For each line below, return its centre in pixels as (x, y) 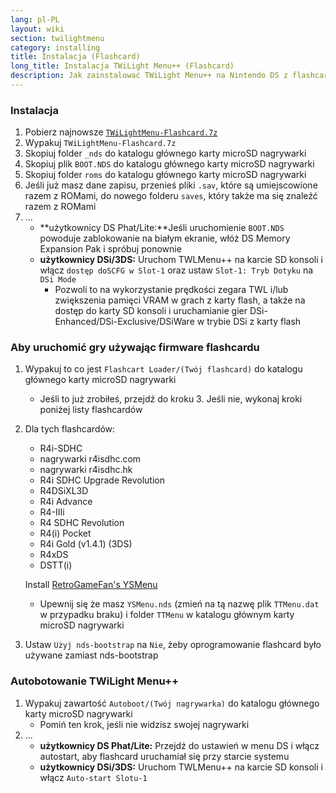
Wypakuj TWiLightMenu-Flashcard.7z (100, 143)
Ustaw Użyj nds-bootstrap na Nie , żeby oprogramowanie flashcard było (173, 645)
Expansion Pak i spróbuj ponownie (110, 249)
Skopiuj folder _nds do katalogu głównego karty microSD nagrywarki (165, 153)
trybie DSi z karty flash (254, 322)
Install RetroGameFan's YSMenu (91, 585)
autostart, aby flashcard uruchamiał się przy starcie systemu (164, 756)
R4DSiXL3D (64, 491)
